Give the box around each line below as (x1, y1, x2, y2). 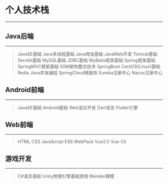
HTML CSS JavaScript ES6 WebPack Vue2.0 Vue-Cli (17, 139, 126, 145)
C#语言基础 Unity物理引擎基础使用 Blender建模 (17, 173, 114, 180)
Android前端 (5, 86, 44, 94)
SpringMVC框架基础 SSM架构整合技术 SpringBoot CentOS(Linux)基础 (17, 63, 160, 69)
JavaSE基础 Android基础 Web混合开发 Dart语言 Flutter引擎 (17, 104, 138, 110)
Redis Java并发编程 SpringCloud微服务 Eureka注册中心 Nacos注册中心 (17, 69, 162, 75)
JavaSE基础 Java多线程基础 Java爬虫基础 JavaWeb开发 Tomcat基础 (17, 51, 157, 57)
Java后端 (5, 32, 34, 40)
